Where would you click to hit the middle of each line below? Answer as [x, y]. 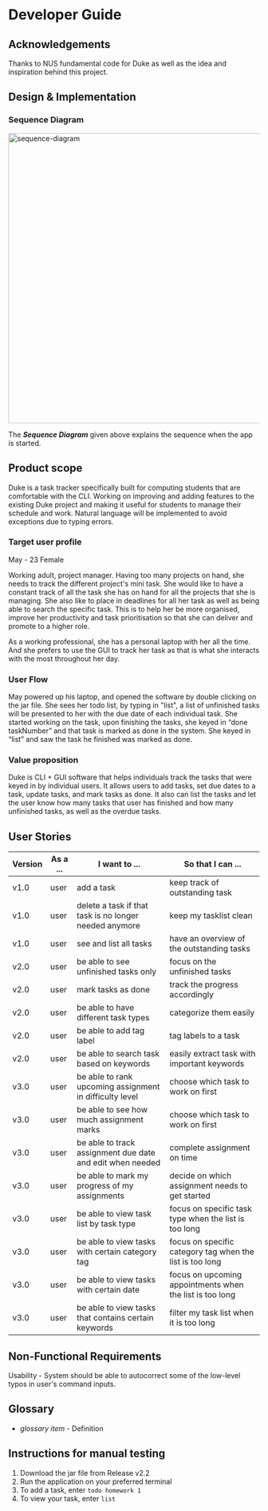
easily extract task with [213, 1054]
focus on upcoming [206, 1275]
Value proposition [43, 760]
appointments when [207, 1285]
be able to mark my [113, 1176]
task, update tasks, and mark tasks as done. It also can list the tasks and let [132, 795]
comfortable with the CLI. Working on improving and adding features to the [132, 496]
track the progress [204, 984]
